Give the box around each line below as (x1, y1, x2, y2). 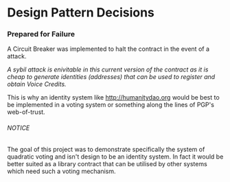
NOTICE (7, 124, 30, 132)
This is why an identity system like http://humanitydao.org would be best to (7, 93, 220, 102)
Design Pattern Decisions (7, 5, 154, 21)
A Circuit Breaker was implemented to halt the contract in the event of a (7, 45, 210, 53)
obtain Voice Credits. (7, 80, 67, 89)
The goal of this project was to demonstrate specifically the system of (7, 145, 205, 153)
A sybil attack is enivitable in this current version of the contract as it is (7, 65, 209, 73)
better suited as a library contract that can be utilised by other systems (7, 159, 207, 168)
